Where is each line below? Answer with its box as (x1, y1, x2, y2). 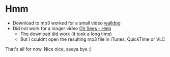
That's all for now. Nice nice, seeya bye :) (5, 46, 92, 52)
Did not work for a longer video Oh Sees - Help (12, 25, 111, 31)
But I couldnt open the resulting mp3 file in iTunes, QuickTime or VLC (20, 36, 165, 42)
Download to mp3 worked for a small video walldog (12, 20, 121, 26)
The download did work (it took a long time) (20, 31, 112, 37)
